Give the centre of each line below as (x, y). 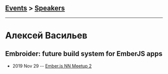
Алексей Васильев (46, 35)
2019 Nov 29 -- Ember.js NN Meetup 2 (52, 66)
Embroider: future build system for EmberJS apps (84, 54)
